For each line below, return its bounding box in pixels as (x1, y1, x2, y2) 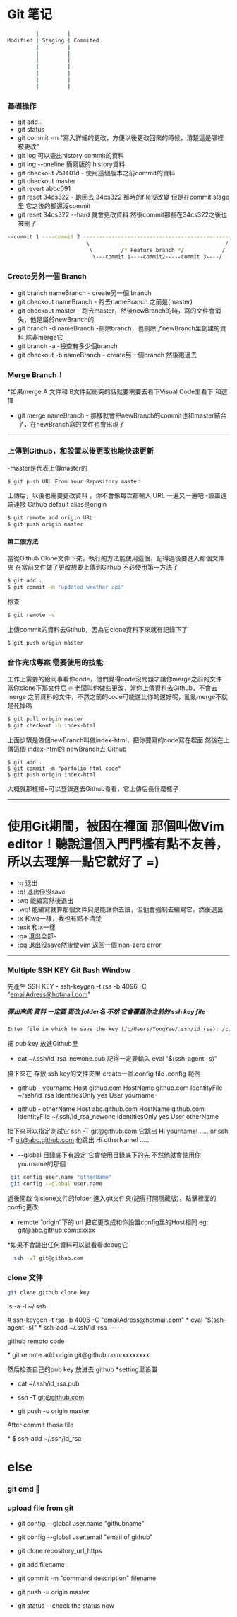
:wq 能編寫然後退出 (17, 896, 74, 904)
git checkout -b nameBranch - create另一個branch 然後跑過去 (17, 350, 197, 359)
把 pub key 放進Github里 (7, 1039, 78, 1047)
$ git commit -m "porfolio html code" (7, 765, 121, 772)
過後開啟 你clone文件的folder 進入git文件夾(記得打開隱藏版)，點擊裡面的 (7, 1194, 217, 1202)
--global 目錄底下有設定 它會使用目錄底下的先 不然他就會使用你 (17, 1151, 201, 1159)
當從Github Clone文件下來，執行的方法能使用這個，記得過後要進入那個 (7, 554, 212, 563)
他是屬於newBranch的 (30, 315, 95, 323)
